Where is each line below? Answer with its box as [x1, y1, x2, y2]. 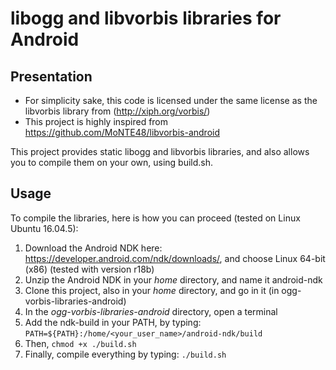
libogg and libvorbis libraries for [10, 7, 282, 30]
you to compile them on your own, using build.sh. [10, 157, 214, 168]
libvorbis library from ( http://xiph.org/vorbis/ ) [24, 105, 211, 117]
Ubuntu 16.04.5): [10, 222, 79, 234]
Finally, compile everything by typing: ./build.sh [24, 348, 227, 360]
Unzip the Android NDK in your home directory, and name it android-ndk [24, 273, 323, 286]
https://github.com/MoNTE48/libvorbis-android [24, 127, 220, 138]
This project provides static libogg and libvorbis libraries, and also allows [10, 146, 310, 157]
